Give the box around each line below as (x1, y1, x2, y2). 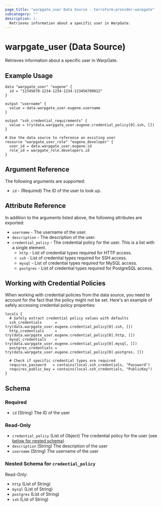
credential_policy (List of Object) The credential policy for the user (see (12, 433, 157, 439)
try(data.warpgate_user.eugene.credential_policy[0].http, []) (5, 333, 135, 338)
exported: (5, 220, 25, 225)
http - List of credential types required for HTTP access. (19, 250, 132, 255)
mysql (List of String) (12, 486, 53, 492)
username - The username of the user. (12, 229, 87, 235)
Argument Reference (5, 165, 70, 174)
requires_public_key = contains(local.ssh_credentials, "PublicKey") (9, 367, 152, 372)
